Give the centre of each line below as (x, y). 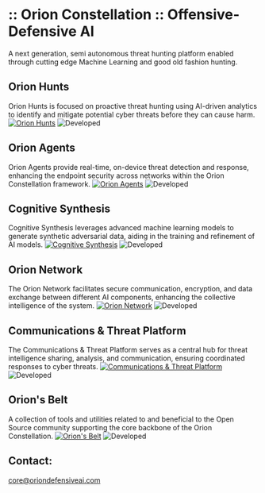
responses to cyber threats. (54, 366)
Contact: (31, 461)
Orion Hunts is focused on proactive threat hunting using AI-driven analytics (133, 106)
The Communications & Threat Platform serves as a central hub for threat (128, 350)
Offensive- (204, 15)
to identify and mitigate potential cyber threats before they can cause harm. (132, 114)
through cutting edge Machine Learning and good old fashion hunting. (123, 62)
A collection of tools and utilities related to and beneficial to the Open (121, 419)
